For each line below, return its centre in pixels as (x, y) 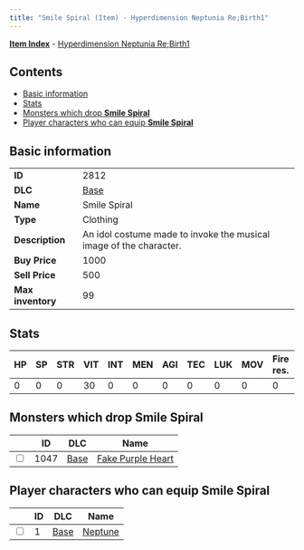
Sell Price (35, 275)
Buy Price (35, 261)
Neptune (101, 531)
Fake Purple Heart (135, 458)
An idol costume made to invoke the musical (176, 235)
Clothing (101, 220)
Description (40, 240)
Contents (36, 72)
